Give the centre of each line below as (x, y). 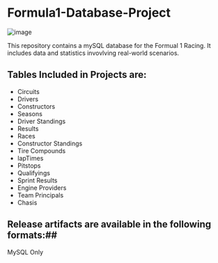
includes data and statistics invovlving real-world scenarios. (93, 53)
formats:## (32, 236)
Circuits (28, 91)
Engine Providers (42, 188)
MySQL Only (25, 252)
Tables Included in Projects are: (77, 75)
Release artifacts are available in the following (109, 224)
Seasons (30, 113)
